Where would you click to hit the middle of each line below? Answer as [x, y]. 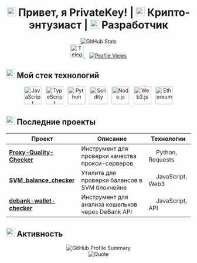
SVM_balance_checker [42, 180]
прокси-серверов [107, 163]
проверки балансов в [112, 180]
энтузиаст [55, 25]
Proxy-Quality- [31, 152]
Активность [40, 234]
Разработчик [135, 25]
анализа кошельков [109, 204]
